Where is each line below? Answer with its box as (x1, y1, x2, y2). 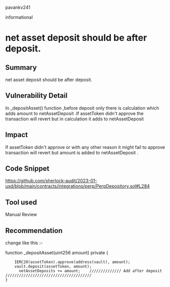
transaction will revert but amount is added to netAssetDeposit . (5, 149, 139, 155)
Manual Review (5, 212, 37, 218)
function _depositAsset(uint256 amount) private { (5, 250, 109, 256)
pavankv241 (5, 5, 30, 10)
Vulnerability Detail (5, 91, 67, 100)
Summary (5, 63, 37, 72)
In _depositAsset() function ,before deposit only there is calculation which (5, 105, 159, 111)
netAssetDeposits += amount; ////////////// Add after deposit (18, 269, 162, 274)
